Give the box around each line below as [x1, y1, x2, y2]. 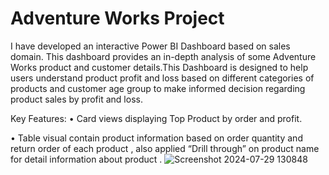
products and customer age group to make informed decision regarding [10, 82, 306, 94]
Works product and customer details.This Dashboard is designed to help [10, 61, 309, 73]
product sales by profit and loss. [10, 93, 143, 105]
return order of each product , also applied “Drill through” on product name [10, 142, 320, 154]
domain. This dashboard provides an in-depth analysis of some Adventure [10, 50, 317, 62]
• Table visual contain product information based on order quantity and [10, 132, 303, 144]
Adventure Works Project [10, 7, 225, 30]
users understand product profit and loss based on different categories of [10, 72, 315, 84]
